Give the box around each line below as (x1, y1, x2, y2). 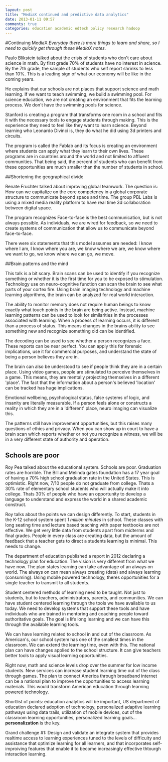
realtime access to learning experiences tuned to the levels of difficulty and (5, 735, 161, 741)
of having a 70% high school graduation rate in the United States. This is (5, 475, 155, 481)
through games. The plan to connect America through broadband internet (5, 673, 157, 679)
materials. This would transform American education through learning (5, 683, 149, 689)
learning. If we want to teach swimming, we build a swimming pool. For (5, 91, 152, 97)
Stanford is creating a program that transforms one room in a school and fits (5, 111, 162, 118)
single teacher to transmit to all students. (5, 579, 90, 585)
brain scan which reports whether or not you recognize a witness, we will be (5, 431, 163, 437)
